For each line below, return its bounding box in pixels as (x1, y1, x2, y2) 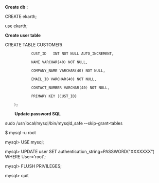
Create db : (5, 4, 28, 10)
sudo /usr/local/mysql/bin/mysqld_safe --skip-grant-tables (5, 120, 123, 126)
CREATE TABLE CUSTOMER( (5, 42, 63, 48)
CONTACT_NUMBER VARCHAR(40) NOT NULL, (31, 85, 110, 90)
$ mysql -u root (5, 130, 36, 135)
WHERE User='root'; (5, 154, 46, 160)
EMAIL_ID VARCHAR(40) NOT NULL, (31, 77, 97, 82)
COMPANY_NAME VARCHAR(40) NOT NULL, (31, 68, 106, 73)
